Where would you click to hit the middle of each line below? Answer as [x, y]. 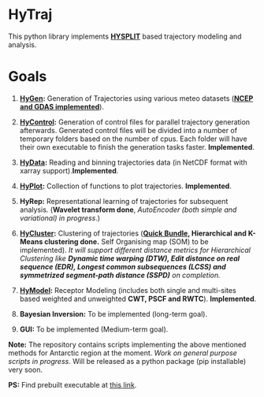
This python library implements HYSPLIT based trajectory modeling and [125, 36]
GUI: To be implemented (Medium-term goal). [94, 329]
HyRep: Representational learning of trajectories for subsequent [124, 201]
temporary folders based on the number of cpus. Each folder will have [133, 139]
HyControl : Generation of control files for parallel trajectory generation [135, 122]
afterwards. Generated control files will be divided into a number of [128, 130]
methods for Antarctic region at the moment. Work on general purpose [123, 353]
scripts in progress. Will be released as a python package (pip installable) [127, 361]
